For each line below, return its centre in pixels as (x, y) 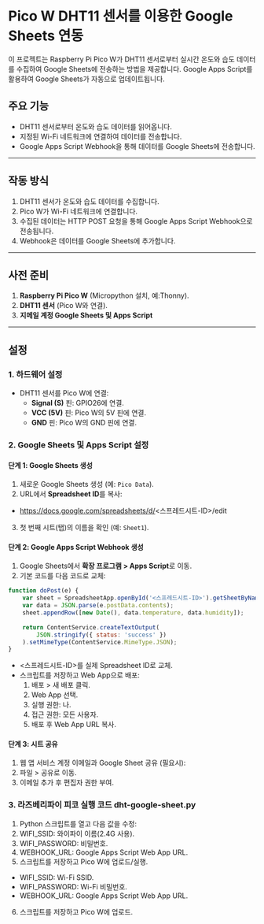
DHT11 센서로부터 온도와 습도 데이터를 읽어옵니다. (96, 126)
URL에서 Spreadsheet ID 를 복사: (71, 494)
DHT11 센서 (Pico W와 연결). (64, 306)
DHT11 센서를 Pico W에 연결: (64, 393)
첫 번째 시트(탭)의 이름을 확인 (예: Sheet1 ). (84, 528)
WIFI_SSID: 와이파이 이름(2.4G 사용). (77, 833)
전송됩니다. (37, 231)
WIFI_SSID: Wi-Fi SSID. (57, 877)
